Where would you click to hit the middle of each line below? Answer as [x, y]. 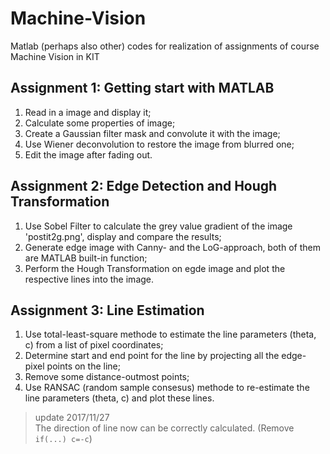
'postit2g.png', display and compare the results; [123, 236]
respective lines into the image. [89, 279]
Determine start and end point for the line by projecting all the [152, 356]
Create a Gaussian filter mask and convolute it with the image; [152, 133]
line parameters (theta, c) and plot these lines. [119, 398]
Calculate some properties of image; [100, 123]
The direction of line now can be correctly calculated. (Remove [164, 428]
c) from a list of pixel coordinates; [94, 345]
